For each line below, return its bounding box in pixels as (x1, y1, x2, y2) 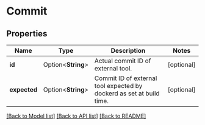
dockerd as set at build (94, 89, 160, 98)
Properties (6, 29, 48, 39)
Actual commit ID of (94, 56, 151, 65)
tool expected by (94, 82, 143, 90)
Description (110, 47, 146, 55)
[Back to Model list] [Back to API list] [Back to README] (6, 112, 146, 120)
